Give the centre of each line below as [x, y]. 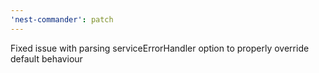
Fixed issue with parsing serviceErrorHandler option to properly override [160, 48]
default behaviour [46, 58]
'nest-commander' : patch [62, 19]
